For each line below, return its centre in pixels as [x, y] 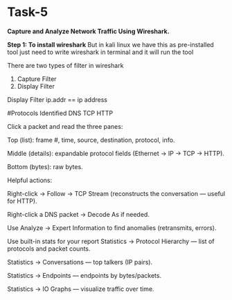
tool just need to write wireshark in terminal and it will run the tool [100, 52]
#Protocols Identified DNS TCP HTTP [60, 113]
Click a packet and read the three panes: [65, 126]
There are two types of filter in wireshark [65, 65]
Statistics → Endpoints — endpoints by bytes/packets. [84, 275]
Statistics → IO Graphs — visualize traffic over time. [81, 289]
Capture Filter [37, 79]
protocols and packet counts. [49, 248]
